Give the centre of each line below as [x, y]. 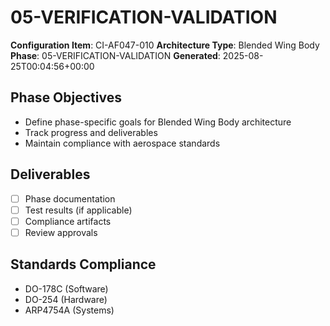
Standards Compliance [83, 264]
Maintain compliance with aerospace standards [122, 143]
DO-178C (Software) [66, 288]
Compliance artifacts [68, 221]
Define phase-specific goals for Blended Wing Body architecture [158, 122]
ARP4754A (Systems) [69, 310]
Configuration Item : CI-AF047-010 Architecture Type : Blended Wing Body [165, 45]
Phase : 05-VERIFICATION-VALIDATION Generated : [115, 55]
